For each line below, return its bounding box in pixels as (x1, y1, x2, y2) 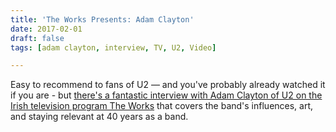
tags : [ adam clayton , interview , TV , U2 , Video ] (10, 42, 217, 53)
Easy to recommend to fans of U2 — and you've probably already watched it (10, 79, 326, 91)
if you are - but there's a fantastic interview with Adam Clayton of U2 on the (10, 89, 323, 101)
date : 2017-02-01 (10, 24, 83, 34)
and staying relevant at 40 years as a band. (10, 111, 189, 123)
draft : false (10, 33, 65, 43)
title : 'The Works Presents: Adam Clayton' (10, 14, 195, 25)
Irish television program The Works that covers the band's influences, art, (10, 100, 314, 112)
